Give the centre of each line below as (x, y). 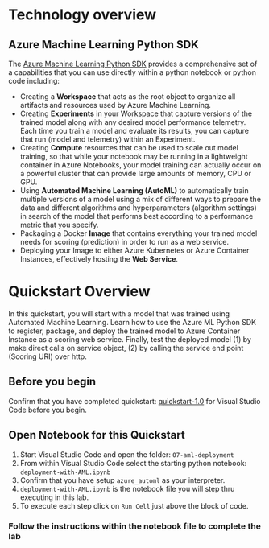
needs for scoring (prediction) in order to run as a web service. (124, 242)
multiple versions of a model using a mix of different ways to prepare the (141, 199)
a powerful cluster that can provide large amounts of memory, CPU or (136, 173)
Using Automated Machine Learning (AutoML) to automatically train (134, 190)
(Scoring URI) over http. (48, 356)
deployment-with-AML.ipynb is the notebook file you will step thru (127, 488)
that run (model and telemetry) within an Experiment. (108, 139)
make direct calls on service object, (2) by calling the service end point (126, 348)
